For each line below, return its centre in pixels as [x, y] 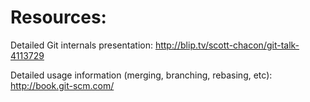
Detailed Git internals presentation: [81, 45]
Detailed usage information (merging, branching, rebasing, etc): [141, 75]
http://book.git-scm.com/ [62, 85]
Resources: [58, 17]
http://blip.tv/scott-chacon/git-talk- [227, 45]
